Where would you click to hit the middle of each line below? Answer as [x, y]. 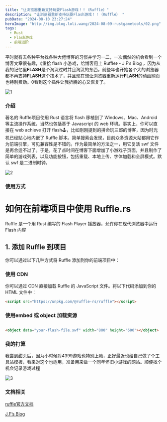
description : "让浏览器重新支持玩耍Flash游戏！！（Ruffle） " [65, 14]
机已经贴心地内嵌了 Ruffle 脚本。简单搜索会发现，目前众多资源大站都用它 [80, 138]
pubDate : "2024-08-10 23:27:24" [39, 19]
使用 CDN [17, 274]
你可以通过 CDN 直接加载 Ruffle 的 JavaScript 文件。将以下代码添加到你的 [81, 286]
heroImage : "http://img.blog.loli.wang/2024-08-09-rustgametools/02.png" [83, 24]
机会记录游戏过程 [23, 368]
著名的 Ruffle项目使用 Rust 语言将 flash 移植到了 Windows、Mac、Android [81, 118]
